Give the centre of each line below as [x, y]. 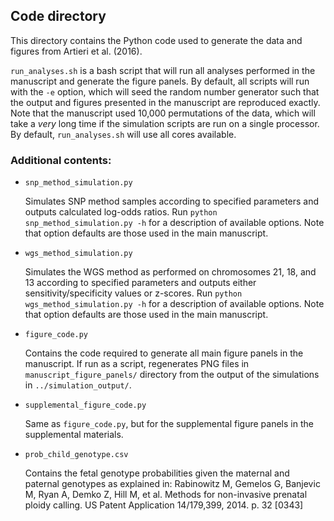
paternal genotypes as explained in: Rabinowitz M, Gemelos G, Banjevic [172, 484]
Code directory [58, 16]
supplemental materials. [74, 435]
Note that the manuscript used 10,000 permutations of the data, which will [163, 113]
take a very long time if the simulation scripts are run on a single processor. [165, 123]
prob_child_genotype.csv [76, 455]
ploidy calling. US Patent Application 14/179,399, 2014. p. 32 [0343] [164, 505]
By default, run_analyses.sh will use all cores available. [123, 134]
